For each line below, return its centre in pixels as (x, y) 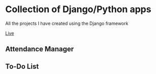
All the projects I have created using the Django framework (67, 23)
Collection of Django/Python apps (78, 9)
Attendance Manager (40, 49)
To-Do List (22, 66)
